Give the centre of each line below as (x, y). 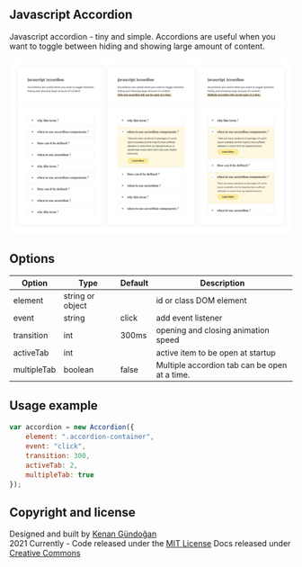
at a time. (173, 374)
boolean (79, 370)
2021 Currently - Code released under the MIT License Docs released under (150, 544)
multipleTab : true (60, 475)
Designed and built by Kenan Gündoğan (83, 534)
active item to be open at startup (216, 352)
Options (32, 259)
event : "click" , (56, 446)
